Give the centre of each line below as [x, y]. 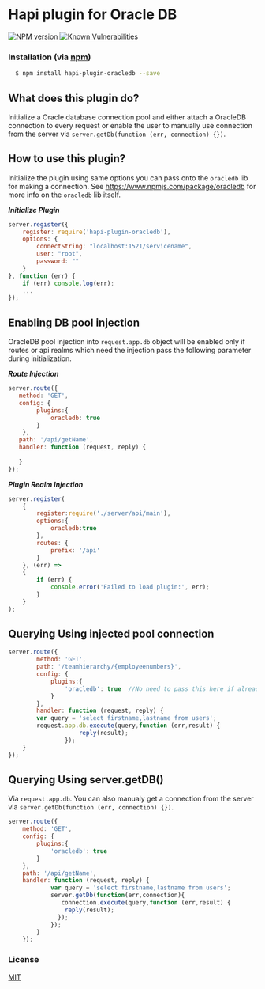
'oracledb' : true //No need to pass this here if [149, 689]
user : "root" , [60, 254]
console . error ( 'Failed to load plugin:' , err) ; [130, 587]
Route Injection [34, 374]
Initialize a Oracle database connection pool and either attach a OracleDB [127, 117]
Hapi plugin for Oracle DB [93, 15]
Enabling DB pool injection [74, 322]
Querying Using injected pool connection [111, 634]
